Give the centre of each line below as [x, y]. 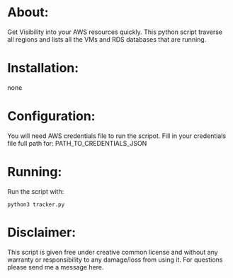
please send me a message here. [56, 267]
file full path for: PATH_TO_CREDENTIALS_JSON [77, 143]
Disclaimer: [42, 232]
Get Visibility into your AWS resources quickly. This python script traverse [115, 32]
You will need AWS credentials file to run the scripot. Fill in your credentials [117, 136]
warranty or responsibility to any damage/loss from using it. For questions [115, 260]
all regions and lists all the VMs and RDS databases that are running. [107, 39]
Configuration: [51, 116]
